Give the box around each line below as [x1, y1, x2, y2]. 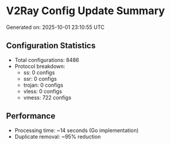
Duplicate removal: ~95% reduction [14, 133, 101, 140]
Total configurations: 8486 [14, 56, 79, 63]
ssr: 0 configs [23, 75, 57, 82]
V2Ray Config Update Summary [6, 4, 165, 18]
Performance [6, 111, 56, 121]
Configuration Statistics [6, 41, 96, 51]
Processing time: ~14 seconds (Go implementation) [14, 127, 139, 134]
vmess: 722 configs [23, 94, 72, 101]
